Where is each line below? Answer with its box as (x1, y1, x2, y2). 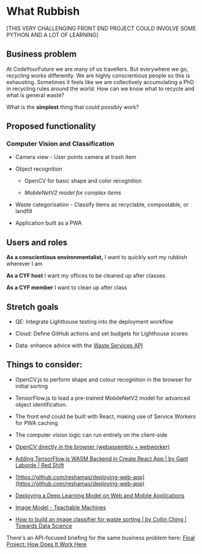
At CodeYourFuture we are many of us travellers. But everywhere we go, (6, 65, 189, 72)
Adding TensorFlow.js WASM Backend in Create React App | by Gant (15, 455, 189, 462)
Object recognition (15, 165, 62, 173)
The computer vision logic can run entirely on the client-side (15, 431, 168, 439)
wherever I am (6, 260, 43, 268)
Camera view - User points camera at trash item (15, 154, 137, 161)
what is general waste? (6, 91, 64, 99)
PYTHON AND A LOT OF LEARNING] (6, 31, 99, 38)
